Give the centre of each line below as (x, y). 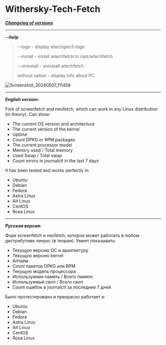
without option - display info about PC (56, 75)
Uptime (20, 134)
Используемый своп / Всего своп (48, 282)
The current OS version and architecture (53, 124)
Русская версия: (23, 226)
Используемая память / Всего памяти (52, 277)
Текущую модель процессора (44, 271)
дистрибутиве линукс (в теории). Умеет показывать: (61, 240)
